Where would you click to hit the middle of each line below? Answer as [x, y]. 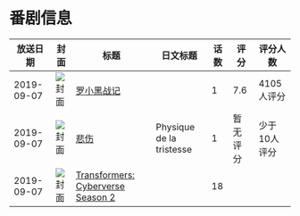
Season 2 [96, 197]
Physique [175, 127]
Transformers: [105, 175]
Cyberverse [100, 186]
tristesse [174, 149]
